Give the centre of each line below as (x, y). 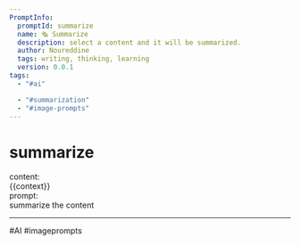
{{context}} (30, 186)
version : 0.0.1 (46, 68)
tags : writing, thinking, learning (83, 59)
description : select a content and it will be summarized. (129, 42)
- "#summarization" (54, 100)
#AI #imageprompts (46, 231)
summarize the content (52, 205)
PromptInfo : (31, 17)
